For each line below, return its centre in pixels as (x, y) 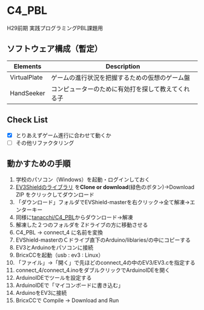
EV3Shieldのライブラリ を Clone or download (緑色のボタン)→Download (105, 187)
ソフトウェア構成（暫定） (54, 49)
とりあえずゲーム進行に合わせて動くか (63, 135)
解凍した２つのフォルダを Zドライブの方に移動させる (82, 225)
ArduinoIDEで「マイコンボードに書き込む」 (69, 285)
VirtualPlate (26, 77)
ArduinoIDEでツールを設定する (54, 277)
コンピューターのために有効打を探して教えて (114, 89)
